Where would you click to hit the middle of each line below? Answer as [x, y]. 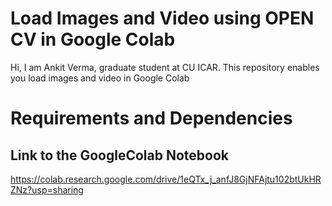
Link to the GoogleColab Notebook [119, 155]
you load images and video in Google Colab [100, 78]
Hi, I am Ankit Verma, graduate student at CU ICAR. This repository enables [165, 67]
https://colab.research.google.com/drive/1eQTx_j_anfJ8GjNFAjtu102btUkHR [166, 179]
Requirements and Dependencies [151, 118]
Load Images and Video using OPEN [162, 18]
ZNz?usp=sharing [47, 189]
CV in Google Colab [93, 39]
